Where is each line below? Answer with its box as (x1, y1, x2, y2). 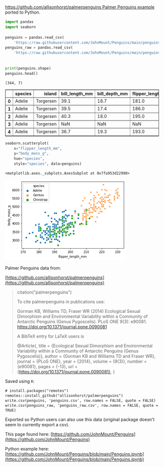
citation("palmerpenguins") (17, 289, 72, 295)
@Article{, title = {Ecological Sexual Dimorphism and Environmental (17, 343, 153, 349)
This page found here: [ (5, 431, 53, 437)
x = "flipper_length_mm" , (14, 146, 62, 151)
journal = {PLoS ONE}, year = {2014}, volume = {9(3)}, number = (17, 358, 147, 364)
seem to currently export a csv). (5, 422, 70, 427)
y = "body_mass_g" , (14, 151, 49, 156)
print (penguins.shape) (5, 66, 51, 70)
